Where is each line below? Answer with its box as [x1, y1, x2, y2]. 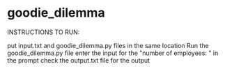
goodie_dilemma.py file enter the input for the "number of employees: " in [7, 49, 219, 57]
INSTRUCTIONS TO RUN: [7, 28, 80, 36]
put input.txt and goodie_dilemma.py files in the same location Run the [7, 41, 209, 49]
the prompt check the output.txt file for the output [7, 56, 150, 64]
